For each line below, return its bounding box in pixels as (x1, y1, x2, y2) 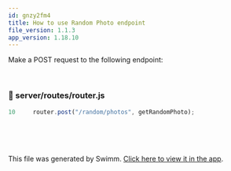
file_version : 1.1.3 (8, 26, 76, 34)
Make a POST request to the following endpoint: (8, 55, 163, 65)
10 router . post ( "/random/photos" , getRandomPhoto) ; (8, 108, 195, 116)
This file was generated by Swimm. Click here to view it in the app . (8, 154, 224, 164)
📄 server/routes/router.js (8, 90, 105, 101)
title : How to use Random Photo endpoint (8, 19, 146, 27)
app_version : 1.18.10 (8, 33, 79, 42)
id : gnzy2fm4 (8, 11, 51, 20)
